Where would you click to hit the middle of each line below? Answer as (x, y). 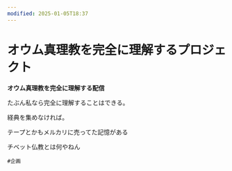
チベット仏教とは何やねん (44, 147)
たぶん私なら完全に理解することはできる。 (68, 102)
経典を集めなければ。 (38, 117)
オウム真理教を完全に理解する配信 (56, 88)
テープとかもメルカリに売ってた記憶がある (68, 132)
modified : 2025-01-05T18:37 (48, 13)
